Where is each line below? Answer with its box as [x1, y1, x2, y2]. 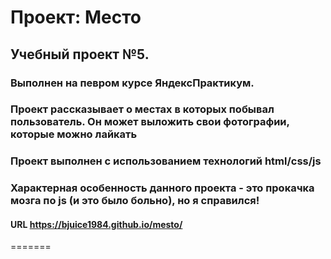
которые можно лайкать [10, 127, 138, 141]
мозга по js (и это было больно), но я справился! [10, 194, 260, 208]
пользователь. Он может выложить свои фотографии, [10, 115, 290, 129]
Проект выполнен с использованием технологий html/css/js [10, 154, 322, 168]
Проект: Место [10, 6, 142, 29]
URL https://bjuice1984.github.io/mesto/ [10, 218, 183, 230]
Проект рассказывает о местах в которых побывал [10, 102, 275, 116]
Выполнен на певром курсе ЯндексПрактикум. [10, 76, 255, 90]
